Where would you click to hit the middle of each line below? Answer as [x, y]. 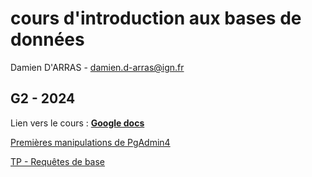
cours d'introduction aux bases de [156, 18]
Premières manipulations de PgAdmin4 [90, 142]
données [47, 39]
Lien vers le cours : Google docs [77, 123]
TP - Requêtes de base [57, 161]
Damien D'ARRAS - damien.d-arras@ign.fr [97, 67]
